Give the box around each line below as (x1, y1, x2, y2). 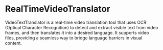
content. (5, 40, 22, 46)
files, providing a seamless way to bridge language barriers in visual (5, 35, 142, 41)
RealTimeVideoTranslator (5, 3, 111, 15)
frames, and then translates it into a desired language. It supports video (5, 30, 149, 35)
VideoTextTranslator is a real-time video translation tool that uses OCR (5, 19, 147, 25)
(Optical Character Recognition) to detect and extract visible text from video (5, 24, 158, 30)
